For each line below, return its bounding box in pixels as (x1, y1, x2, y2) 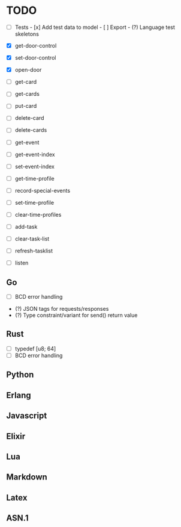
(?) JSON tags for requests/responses (14, 305, 109, 313)
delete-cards (14, 126, 47, 134)
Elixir (6, 431, 26, 441)
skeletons (14, 31, 39, 37)
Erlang (6, 390, 31, 401)
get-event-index (14, 151, 55, 158)
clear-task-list (14, 235, 50, 242)
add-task (14, 223, 38, 230)
